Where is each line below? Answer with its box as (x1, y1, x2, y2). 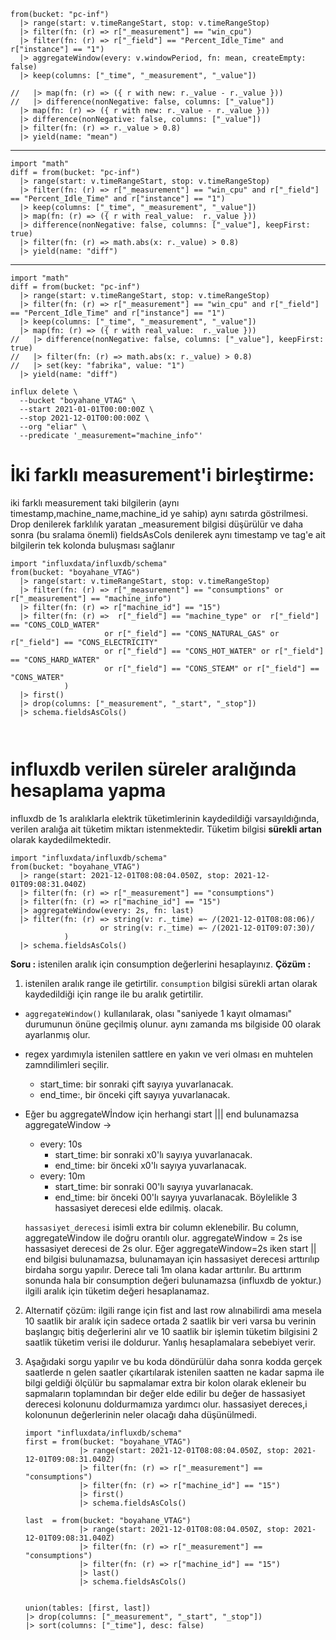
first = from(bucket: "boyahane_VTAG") (24, 1436, 192, 1447)
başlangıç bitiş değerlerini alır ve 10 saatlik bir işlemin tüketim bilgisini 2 (24, 1325, 318, 1337)
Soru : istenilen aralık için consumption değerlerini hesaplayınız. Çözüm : (10, 958, 312, 970)
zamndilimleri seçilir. (24, 1058, 110, 1070)
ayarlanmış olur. (24, 1028, 91, 1040)
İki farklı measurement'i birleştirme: (10, 464, 315, 487)
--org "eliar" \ (19, 422, 87, 432)
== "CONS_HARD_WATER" (10, 655, 101, 665)
